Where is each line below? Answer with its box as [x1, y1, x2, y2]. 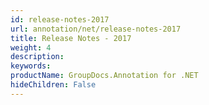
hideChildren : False [10, 80, 97, 90]
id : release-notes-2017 [10, 14, 110, 25]
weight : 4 [10, 42, 52, 53]
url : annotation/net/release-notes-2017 [10, 24, 182, 34]
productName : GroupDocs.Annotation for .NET [10, 71, 199, 81]
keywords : [10, 61, 52, 71]
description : [10, 52, 65, 62]
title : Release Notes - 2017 [10, 33, 132, 43]
